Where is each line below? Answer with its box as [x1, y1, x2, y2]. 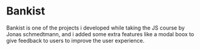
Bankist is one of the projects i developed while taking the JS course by [6, 24, 185, 31]
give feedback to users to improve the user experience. [6, 37, 145, 44]
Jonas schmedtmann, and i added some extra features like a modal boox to [6, 30, 195, 37]
